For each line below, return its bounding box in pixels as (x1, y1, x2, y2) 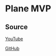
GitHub (5, 46, 20, 51)
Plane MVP (5, 3, 51, 14)
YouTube (5, 36, 23, 42)
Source (5, 23, 28, 31)
